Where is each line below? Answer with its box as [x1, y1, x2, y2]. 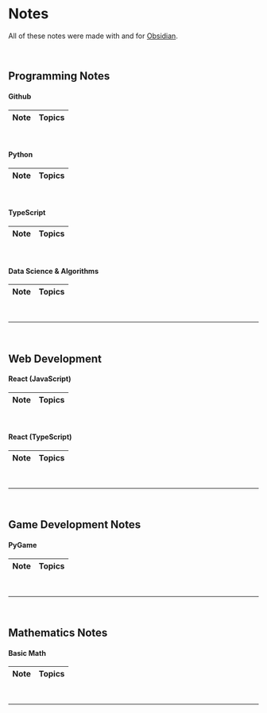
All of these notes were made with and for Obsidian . [8, 31, 179, 40]
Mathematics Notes [8, 626, 108, 639]
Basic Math [8, 648, 46, 657]
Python [8, 150, 33, 160]
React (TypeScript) [8, 432, 72, 441]
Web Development [8, 352, 102, 365]
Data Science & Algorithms [8, 266, 99, 276]
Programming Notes [8, 69, 110, 83]
